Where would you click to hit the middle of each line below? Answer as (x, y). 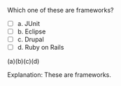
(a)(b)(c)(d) (23, 62)
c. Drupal (30, 40)
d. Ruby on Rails (41, 48)
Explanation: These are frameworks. (59, 75)
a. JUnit (29, 23)
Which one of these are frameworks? (60, 10)
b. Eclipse (31, 31)
